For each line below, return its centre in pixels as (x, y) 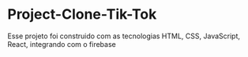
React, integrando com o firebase (62, 44)
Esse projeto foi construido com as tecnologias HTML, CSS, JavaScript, (124, 36)
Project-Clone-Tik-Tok (82, 14)
